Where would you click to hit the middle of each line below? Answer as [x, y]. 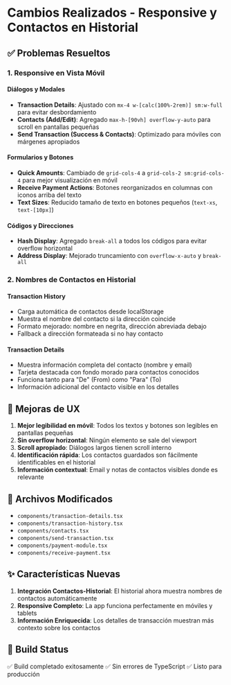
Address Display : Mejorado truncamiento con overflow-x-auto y [109, 256]
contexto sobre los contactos [59, 627]
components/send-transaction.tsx [65, 539]
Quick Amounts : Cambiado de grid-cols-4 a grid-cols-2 [99, 173]
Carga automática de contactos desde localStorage [90, 312]
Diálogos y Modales [36, 89]
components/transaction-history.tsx [70, 524]
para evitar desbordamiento [57, 112]
